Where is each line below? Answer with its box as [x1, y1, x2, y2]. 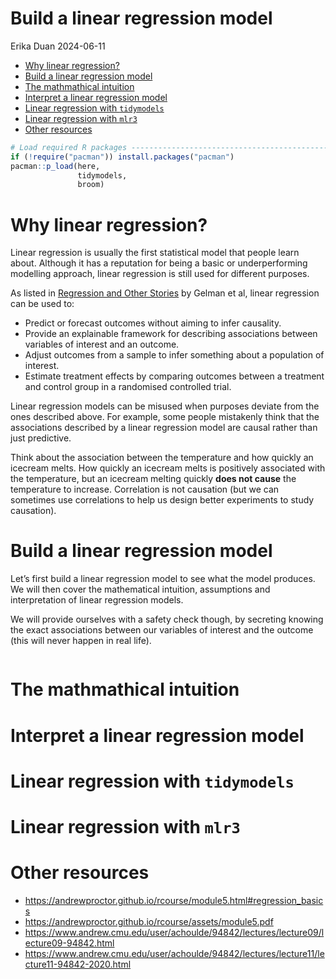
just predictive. [10, 432, 72, 444]
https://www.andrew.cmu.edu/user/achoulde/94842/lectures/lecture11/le [24, 947, 325, 959]
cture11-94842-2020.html [24, 958, 132, 970]
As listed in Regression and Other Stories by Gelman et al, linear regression [10, 287, 320, 299]
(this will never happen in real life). [10, 635, 152, 647]
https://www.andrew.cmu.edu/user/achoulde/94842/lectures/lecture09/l [24, 926, 325, 938]
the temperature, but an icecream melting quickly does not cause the [10, 473, 297, 485]
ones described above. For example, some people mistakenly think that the [10, 411, 320, 423]
